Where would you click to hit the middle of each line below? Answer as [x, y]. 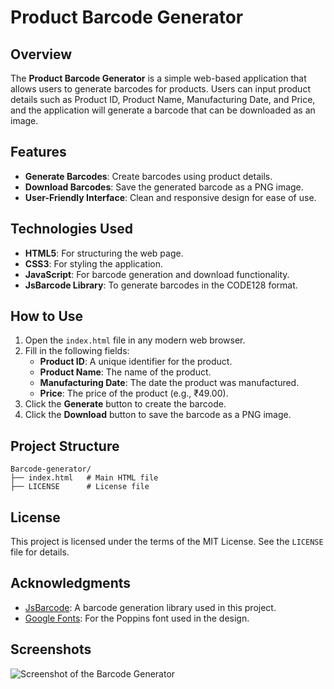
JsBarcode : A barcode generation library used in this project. [150, 607]
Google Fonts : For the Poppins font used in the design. [137, 618]
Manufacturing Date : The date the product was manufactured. [169, 383]
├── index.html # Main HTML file [84, 478]
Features [38, 152]
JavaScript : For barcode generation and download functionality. [157, 274]
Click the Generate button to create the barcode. [125, 404]
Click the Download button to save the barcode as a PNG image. [158, 415]
